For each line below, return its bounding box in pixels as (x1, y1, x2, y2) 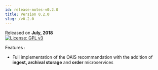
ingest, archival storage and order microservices (12, 60, 114, 66)
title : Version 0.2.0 (5, 12, 50, 17)
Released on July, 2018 (5, 30, 53, 36)
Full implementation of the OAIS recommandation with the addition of (12, 54, 153, 60)
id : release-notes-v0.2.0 (5, 7, 58, 12)
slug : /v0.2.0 (5, 16, 35, 21)
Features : (5, 45, 26, 51)
